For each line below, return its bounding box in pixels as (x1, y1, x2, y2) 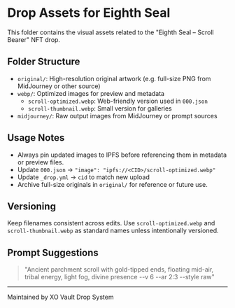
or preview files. (17, 157, 64, 166)
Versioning (7, 200, 56, 212)
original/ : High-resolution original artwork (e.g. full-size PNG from (17, 74, 211, 83)
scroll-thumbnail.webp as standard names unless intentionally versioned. (7, 226, 219, 235)
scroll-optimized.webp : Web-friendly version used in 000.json (27, 97, 208, 105)
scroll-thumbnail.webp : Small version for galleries (27, 104, 173, 113)
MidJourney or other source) (17, 82, 101, 90)
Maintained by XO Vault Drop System (7, 293, 114, 302)
